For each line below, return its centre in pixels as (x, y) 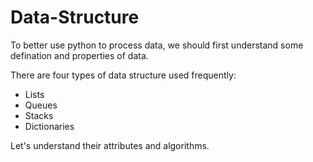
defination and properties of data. (79, 55)
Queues (41, 105)
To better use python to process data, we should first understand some (157, 45)
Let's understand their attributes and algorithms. (110, 145)
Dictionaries (49, 126)
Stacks (39, 115)
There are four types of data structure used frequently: (123, 75)
